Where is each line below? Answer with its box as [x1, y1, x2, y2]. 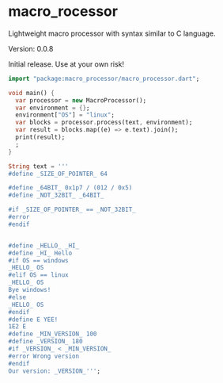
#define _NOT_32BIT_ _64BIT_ [8, 191, 104, 200]
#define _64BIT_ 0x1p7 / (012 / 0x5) [8, 184, 133, 192]
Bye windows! [8, 286, 51, 294]
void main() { [8, 89, 55, 97]
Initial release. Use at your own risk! [8, 59, 125, 69]
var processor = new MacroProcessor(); [15, 96, 147, 105]
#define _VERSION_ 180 [8, 338, 83, 346]
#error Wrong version [8, 352, 80, 360]
